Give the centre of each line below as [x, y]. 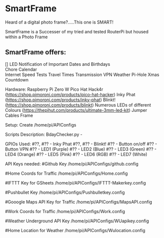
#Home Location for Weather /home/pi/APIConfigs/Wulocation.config [75, 230]
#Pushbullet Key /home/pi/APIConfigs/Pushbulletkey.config [65, 192]
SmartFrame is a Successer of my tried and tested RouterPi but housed [77, 31]
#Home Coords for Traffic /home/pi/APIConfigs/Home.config [67, 173]
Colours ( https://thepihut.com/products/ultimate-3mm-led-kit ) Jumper [76, 110]
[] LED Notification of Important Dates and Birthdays [58, 64]
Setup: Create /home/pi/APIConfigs [41, 125]
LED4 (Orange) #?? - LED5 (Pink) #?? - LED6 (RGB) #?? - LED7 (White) [76, 154]
